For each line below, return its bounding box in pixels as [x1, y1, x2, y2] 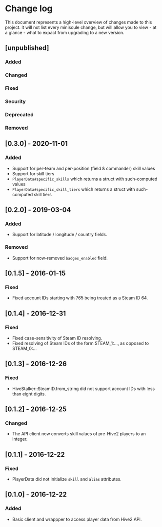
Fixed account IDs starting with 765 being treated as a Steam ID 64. [12, 295, 148, 301]
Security [5, 98, 26, 105]
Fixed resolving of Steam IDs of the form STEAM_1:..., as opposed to [12, 340, 149, 346]
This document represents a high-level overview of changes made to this [5, 19, 152, 25]
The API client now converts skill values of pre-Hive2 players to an [12, 431, 146, 437]
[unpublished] [5, 44, 49, 52]
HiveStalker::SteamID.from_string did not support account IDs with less [12, 386, 155, 392]
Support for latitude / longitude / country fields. [12, 232, 107, 237]
